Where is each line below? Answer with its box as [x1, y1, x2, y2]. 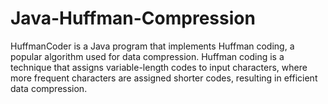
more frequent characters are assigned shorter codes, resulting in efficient [10, 72, 318, 84]
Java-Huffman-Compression [10, 7, 256, 30]
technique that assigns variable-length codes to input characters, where [10, 61, 308, 73]
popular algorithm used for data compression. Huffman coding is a [10, 50, 285, 62]
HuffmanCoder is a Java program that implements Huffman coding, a [10, 40, 295, 52]
